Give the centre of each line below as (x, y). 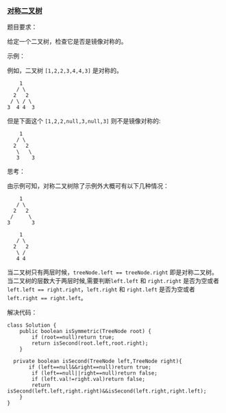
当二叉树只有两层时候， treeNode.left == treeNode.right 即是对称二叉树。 (112, 272)
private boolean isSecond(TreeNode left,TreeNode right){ (98, 361)
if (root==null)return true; (73, 337)
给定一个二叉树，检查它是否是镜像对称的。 (67, 42)
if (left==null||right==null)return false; (95, 373)
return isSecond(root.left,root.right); (90, 343)
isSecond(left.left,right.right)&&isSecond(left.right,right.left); (107, 391)
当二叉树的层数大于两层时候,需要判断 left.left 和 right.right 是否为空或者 (113, 281)
